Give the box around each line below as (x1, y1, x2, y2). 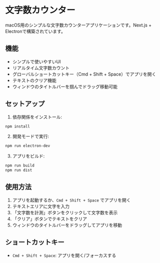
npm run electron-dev (5, 143, 50, 148)
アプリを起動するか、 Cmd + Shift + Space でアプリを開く (12, 197, 131, 203)
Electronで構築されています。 (5, 28, 66, 34)
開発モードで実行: (12, 133, 49, 139)
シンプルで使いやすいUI (12, 58, 61, 64)
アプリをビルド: (12, 153, 45, 159)
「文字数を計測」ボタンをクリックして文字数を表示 (12, 209, 118, 215)
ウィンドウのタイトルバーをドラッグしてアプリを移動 (12, 222, 122, 228)
